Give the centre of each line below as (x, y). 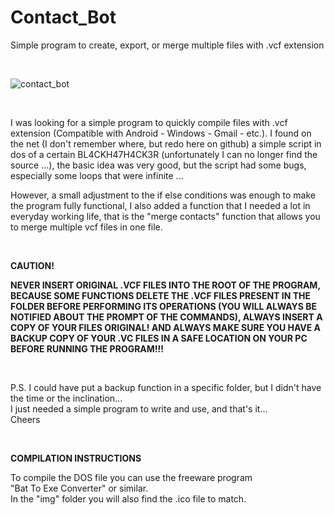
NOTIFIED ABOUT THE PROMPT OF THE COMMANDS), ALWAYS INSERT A (166, 317)
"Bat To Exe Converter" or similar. (79, 488)
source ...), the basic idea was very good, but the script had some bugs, (158, 165)
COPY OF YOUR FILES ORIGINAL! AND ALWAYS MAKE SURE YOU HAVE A (166, 327)
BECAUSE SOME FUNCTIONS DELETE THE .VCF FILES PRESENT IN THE (160, 295)
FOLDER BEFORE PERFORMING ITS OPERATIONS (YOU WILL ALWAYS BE (163, 306)
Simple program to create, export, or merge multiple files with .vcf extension (167, 45)
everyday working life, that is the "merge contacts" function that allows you (165, 216)
